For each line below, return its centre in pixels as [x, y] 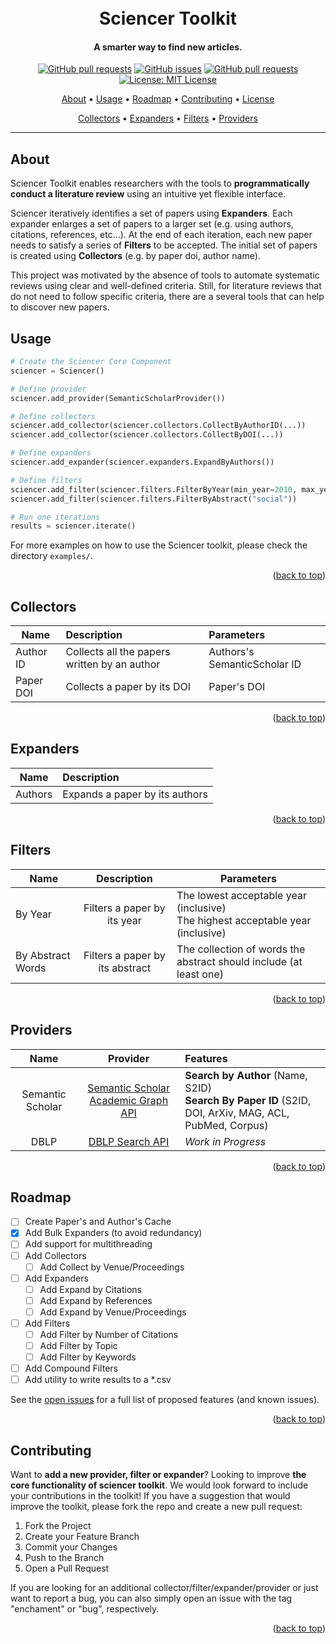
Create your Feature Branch [82, 1537]
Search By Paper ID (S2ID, [248, 1100]
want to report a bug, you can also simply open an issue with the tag [151, 1598]
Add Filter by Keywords [88, 1357]
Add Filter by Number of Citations [109, 1334]
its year [124, 920]
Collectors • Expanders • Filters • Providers [168, 118]
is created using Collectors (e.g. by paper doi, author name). [135, 256]
